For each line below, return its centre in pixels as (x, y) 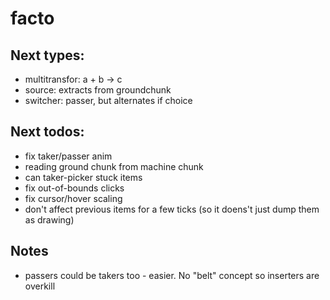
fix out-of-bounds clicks (74, 188)
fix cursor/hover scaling (73, 198)
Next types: (47, 55)
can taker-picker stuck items (83, 177)
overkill (40, 286)
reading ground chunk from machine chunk (114, 166)
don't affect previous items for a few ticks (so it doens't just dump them (172, 209)
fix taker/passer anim (68, 156)
